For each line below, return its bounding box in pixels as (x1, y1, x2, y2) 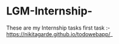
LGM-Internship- (6, 4, 92, 18)
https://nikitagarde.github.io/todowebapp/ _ (6, 30, 113, 37)
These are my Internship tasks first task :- (6, 24, 111, 31)
